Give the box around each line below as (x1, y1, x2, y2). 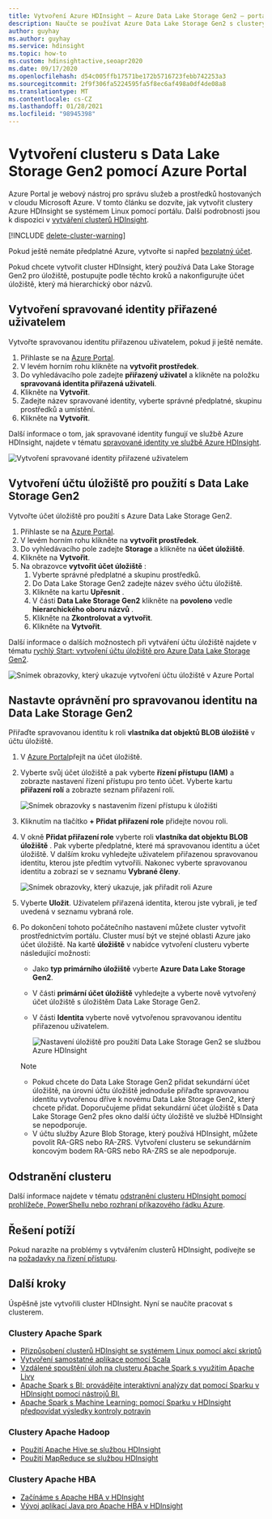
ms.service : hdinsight (8, 42, 85, 50)
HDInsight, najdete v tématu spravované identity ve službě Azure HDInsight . (8, 437, 261, 447)
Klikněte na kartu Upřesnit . (32, 587, 125, 596)
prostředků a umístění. (19, 404, 96, 414)
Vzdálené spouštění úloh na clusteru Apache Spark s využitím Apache (19, 1363, 255, 1373)
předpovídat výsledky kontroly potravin (19, 1406, 151, 1416)
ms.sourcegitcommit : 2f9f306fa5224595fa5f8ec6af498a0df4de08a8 (8, 80, 227, 88)
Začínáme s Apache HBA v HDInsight (19, 1492, 145, 1502)
